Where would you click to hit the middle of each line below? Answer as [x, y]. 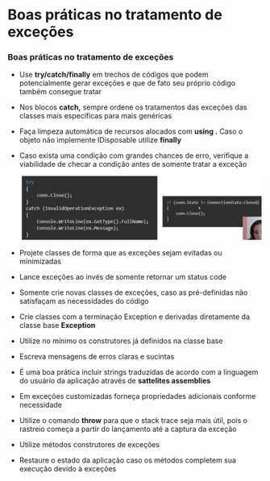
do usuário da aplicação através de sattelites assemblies [115, 380]
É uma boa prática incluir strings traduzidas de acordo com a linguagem [139, 371]
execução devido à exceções [68, 468]
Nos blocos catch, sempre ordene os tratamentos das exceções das [133, 107]
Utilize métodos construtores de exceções [89, 444]
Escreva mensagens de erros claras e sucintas [97, 356]
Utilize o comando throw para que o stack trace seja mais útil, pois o [133, 420]
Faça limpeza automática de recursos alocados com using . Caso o [131, 131]
